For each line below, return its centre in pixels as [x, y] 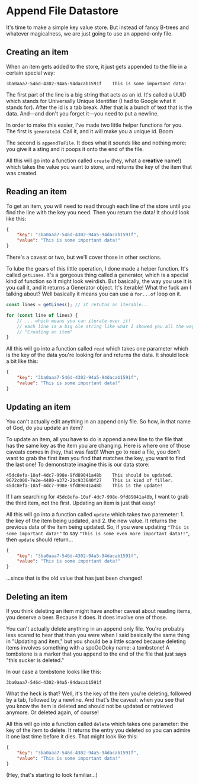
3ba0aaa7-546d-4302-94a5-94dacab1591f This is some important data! [96, 83]
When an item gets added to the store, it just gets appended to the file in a [97, 66]
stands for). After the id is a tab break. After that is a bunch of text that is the [99, 107]
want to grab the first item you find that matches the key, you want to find [96, 458]
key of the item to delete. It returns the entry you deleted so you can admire [98, 730]
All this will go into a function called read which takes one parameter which [97, 349]
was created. [22, 173]
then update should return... [40, 539]
